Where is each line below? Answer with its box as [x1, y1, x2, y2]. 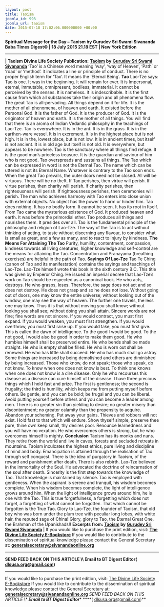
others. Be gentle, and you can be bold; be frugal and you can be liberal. [5, 391, 151, 397]
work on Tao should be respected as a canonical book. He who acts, [5, 277, 143, 283]
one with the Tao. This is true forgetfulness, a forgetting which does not [5, 495, 149, 501]
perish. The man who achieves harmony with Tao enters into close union [5, 194, 151, 199]
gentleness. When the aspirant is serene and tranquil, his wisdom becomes [5, 480, 156, 486]
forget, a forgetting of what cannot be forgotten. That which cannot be [5, 501, 147, 507]
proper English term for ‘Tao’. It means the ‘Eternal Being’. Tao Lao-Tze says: [5, 74, 159, 80]
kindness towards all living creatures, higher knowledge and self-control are [5, 245, 158, 251]
